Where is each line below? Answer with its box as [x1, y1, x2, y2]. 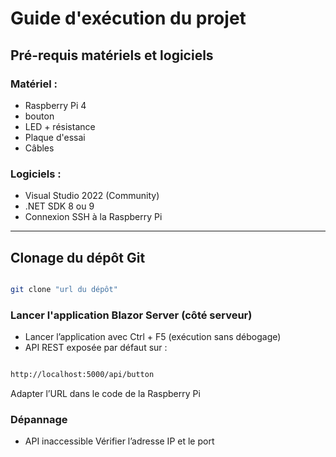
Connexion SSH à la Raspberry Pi [24, 211, 163, 223]
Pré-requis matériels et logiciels [10, 47, 214, 64]
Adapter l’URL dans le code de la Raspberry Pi [10, 388, 201, 400]
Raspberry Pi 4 [24, 99, 87, 111]
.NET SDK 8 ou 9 [24, 200, 95, 212]
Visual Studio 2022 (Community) [24, 190, 160, 202]
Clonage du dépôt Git [10, 249, 146, 266]
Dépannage [10, 412, 68, 426]
